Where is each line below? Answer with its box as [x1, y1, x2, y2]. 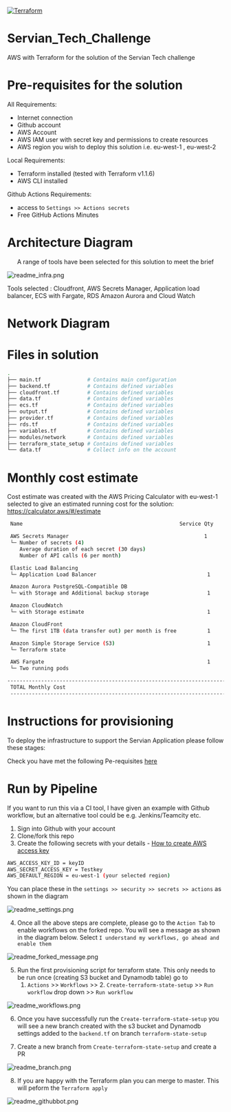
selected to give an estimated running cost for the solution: [7, 500, 174, 509]
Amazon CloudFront [10, 621, 63, 628]
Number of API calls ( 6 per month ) [19, 552, 122, 559]
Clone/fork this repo [16, 831, 74, 840]
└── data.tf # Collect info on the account [7, 447, 177, 453]
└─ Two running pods [10, 665, 69, 672]
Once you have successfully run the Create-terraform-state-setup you [16, 1015, 219, 1023]
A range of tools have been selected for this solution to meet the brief [16, 257, 214, 266]
